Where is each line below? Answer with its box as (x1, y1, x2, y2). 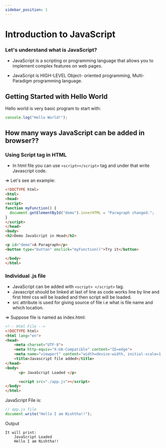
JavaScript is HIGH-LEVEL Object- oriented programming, (12, 73, 132, 78)
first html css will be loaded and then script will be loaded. (12, 294, 132, 300)
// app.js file (5, 407, 37, 412)
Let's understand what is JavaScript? (5, 46, 97, 53)
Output (5, 420, 19, 426)
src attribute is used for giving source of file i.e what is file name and (12, 299, 153, 305)
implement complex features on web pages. (12, 63, 103, 69)
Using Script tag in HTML (5, 151, 67, 158)
